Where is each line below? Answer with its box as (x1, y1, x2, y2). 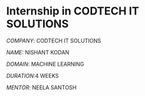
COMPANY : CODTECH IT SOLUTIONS (6, 37, 101, 44)
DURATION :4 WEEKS (6, 72, 59, 79)
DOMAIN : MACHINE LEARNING (6, 60, 84, 68)
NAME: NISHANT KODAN (6, 48, 70, 56)
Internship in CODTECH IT (6, 4, 140, 18)
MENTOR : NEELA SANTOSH (6, 83, 77, 91)
